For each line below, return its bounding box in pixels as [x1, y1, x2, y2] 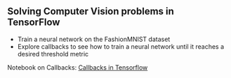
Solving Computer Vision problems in [7, 6, 174, 17]
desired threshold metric [17, 49, 89, 58]
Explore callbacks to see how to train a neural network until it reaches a [17, 42, 225, 51]
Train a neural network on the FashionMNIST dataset [17, 35, 171, 43]
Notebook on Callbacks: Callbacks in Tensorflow [7, 63, 148, 72]
